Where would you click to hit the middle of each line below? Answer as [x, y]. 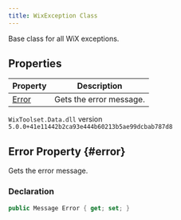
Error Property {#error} [67, 152]
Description [100, 86]
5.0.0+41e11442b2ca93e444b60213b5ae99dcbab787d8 [90, 127]
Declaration [31, 191]
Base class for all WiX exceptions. [64, 38]
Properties [35, 64]
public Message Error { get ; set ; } [69, 208]
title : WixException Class [53, 16]
